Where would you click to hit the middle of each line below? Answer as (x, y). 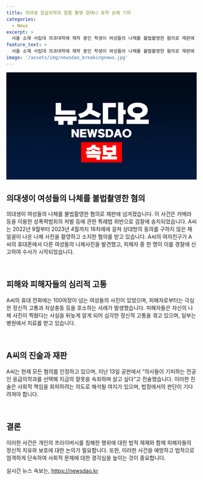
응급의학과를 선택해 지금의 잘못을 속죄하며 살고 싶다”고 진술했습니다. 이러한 (101, 379)
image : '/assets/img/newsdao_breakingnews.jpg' (67, 58)
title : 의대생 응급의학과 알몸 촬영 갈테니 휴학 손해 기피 (69, 13)
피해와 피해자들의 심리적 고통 (57, 285)
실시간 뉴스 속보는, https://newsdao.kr (52, 470)
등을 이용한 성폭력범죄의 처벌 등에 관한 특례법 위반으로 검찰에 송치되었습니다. (97, 222)
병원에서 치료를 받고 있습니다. (41, 323)
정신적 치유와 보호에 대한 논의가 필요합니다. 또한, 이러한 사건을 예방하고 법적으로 (101, 450)
